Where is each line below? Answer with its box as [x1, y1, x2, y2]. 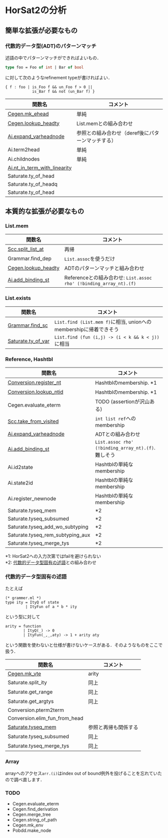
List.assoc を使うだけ [64, 256, 115, 263]
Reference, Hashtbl [5, 355, 53, 363]
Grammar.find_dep [7, 255, 51, 262]
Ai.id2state [7, 464, 33, 471]
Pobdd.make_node [12, 827, 51, 833]
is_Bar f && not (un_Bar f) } [31, 89, 95, 94]
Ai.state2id [7, 480, 33, 487]
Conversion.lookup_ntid [7, 389, 63, 396]
